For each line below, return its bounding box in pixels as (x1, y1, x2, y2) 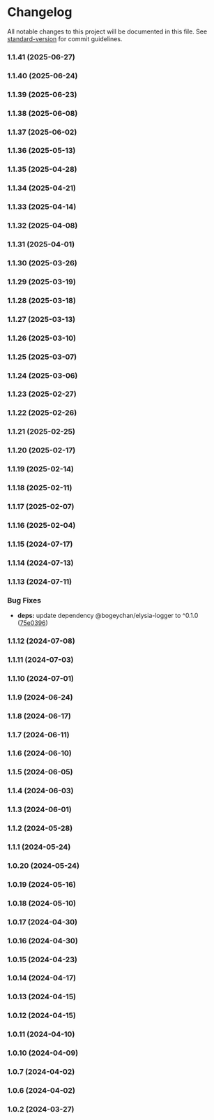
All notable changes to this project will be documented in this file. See (7, 27, 208, 36)
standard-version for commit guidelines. (7, 34, 123, 43)
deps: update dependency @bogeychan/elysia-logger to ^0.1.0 (17, 611, 199, 619)
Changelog (7, 4, 72, 20)
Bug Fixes (7, 595, 42, 605)
